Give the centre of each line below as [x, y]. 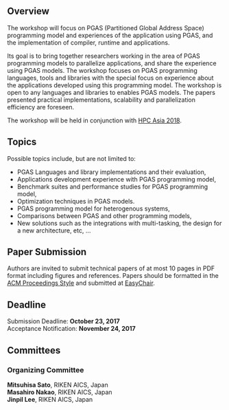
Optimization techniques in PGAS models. [76, 201]
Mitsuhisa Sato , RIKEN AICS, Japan [58, 385]
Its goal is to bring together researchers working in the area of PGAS [104, 56]
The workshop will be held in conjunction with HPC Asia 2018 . [94, 120]
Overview [28, 11]
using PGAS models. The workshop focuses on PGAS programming [102, 70]
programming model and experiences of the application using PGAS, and [110, 35]
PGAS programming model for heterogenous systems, [93, 208]
